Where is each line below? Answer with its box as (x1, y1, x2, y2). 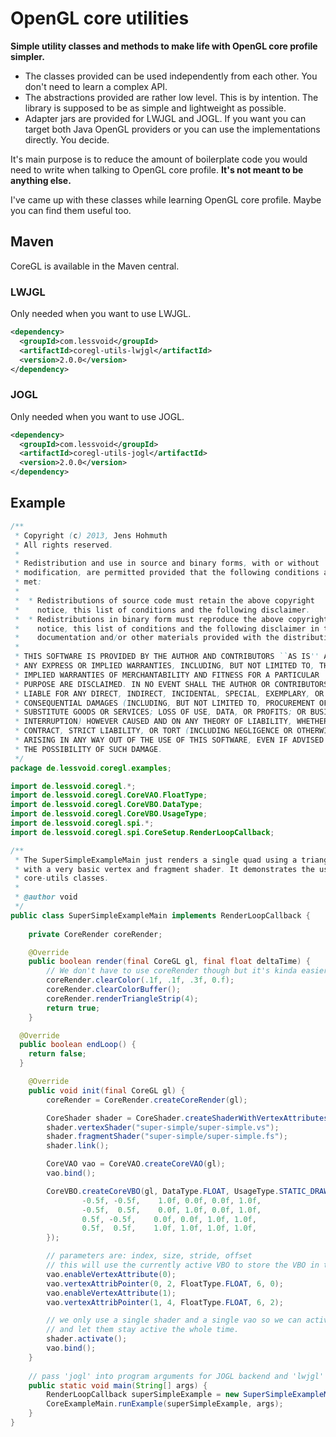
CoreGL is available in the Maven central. (10, 260, 180, 272)
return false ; (28, 1049, 87, 1059)
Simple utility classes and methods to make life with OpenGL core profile (10, 40, 318, 52)
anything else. (10, 174, 72, 186)
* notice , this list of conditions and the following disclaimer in (14, 623, 320, 634)
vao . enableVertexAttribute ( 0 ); (46, 1269, 177, 1279)
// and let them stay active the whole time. (46, 1325, 240, 1335)
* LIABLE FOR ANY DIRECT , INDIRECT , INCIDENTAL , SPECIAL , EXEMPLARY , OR (14, 688, 325, 699)
